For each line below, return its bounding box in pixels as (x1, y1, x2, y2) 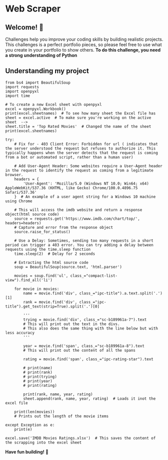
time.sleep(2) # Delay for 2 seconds (14, 251, 95, 256)
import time (5, 93, 30, 98)
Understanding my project (5, 67, 89, 75)
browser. (5, 172, 24, 177)
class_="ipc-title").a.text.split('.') (79, 290, 163, 296)
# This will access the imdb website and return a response (14, 207, 142, 212)
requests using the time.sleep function (5, 247, 91, 252)
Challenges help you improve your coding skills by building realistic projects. (5, 36, 163, 42)
